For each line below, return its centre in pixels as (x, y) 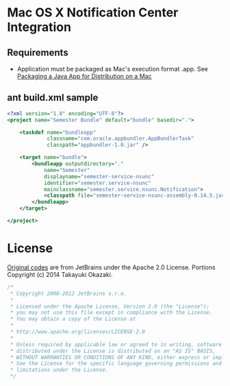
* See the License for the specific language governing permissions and (116, 364)
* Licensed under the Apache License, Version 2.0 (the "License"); (110, 306)
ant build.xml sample (53, 98)
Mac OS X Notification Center (93, 13)
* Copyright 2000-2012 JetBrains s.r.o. (68, 293)
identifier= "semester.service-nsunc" (98, 183)
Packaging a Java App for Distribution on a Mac (84, 76)
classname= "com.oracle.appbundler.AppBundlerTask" (120, 138)
